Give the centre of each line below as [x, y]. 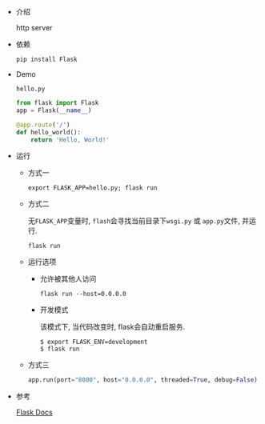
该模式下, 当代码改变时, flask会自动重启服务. [112, 327]
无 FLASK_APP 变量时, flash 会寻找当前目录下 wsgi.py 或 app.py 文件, [134, 221]
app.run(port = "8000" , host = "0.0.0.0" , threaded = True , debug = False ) [143, 380]
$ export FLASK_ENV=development [94, 342]
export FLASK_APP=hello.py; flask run [92, 188]
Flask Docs [34, 412]
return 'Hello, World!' [70, 140]
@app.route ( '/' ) [43, 125]
